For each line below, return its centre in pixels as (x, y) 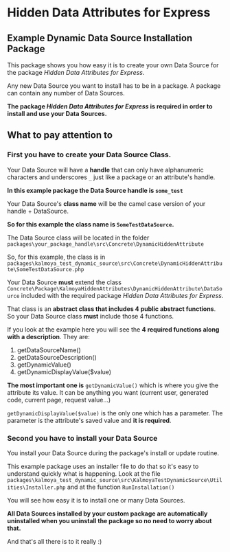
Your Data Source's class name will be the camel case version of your (106, 203)
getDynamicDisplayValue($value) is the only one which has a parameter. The (115, 413)
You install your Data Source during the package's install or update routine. (113, 453)
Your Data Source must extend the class (65, 282)
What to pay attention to (60, 135)
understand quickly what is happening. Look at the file (84, 473)
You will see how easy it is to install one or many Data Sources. (96, 500)
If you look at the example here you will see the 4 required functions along (113, 329)
